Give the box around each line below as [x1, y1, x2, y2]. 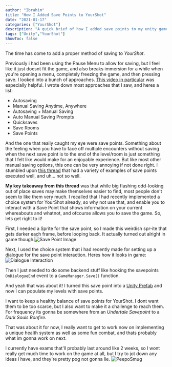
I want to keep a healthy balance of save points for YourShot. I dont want [5, 298, 159, 304]
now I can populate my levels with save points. [5, 288, 103, 294]
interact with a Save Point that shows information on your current [5, 204, 142, 210]
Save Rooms [12, 124, 39, 131]
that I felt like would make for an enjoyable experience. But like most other [5, 156, 161, 162]
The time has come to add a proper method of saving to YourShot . [5, 50, 145, 56]
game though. [5, 236, 35, 242]
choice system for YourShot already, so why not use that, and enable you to [5, 199, 165, 205]
